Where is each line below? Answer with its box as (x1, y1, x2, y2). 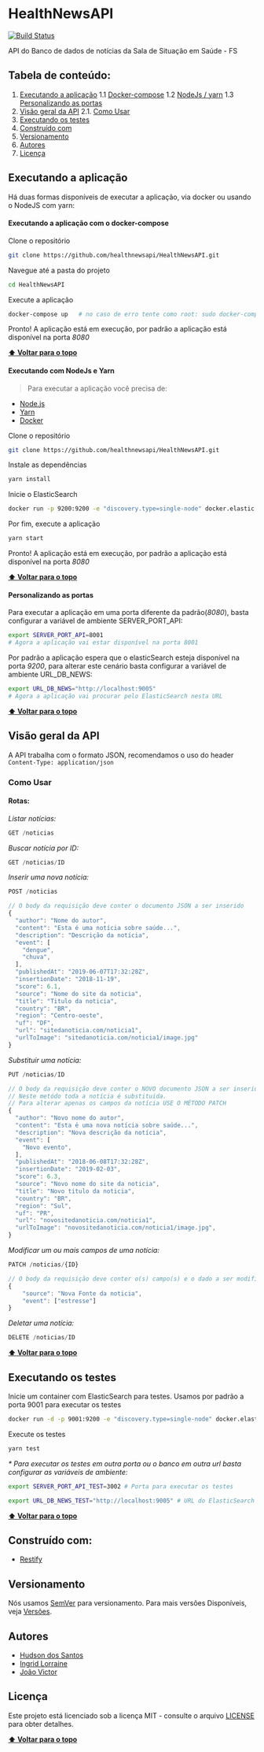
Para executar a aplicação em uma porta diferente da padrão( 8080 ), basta (8, 608, 249, 617)
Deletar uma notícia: (8, 1318, 75, 1328)
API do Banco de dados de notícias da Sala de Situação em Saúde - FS (8, 46, 238, 55)
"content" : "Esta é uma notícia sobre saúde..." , (15, 924, 181, 932)
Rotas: (8, 796, 30, 806)
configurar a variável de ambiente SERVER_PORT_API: (8, 616, 183, 626)
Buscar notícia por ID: (8, 843, 79, 853)
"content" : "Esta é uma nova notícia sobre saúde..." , (15, 1121, 199, 1130)
